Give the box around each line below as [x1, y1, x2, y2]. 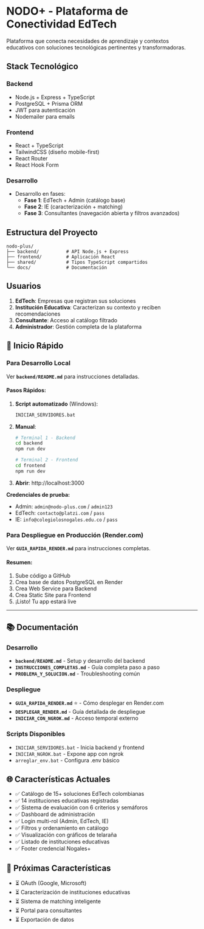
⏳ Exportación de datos [15, 916, 75, 924]
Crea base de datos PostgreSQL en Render [15, 579, 123, 586]
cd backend [15, 440, 43, 446]
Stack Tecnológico [6, 61, 79, 72]
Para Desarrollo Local [6, 359, 71, 367]
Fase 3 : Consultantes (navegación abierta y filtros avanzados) [24, 210, 180, 217]
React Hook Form [15, 161, 59, 168]
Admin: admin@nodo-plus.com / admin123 [15, 503, 114, 510]
